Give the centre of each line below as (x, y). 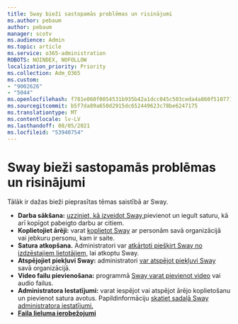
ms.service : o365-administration (57, 54)
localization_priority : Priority (57, 66)
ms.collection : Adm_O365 (44, 73)
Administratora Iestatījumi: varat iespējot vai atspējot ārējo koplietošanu (124, 291)
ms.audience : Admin (36, 40)
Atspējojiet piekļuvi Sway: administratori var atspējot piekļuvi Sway (117, 261)
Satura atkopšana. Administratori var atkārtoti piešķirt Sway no (110, 245)
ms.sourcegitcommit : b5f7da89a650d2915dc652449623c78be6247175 (103, 106)
